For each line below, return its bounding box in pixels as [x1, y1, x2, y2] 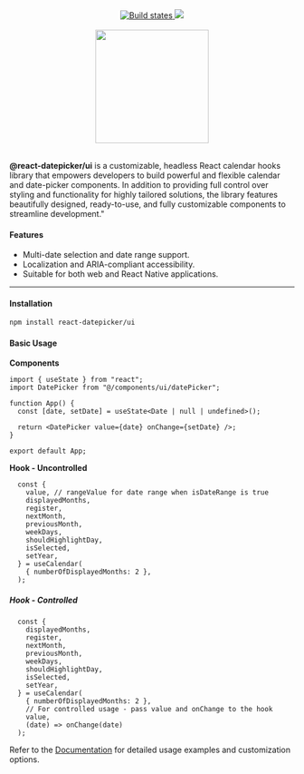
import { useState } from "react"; [9, 376, 144, 385]
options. [9, 754, 41, 765]
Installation [9, 298, 52, 309]
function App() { [9, 399, 75, 408]
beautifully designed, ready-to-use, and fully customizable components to [9, 199, 287, 210]
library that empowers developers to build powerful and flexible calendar [9, 170, 280, 181]
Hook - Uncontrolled [9, 463, 88, 474]
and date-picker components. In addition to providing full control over [9, 180, 269, 190]
